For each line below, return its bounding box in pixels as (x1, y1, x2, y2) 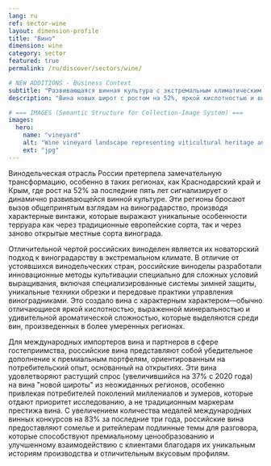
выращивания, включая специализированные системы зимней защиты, (8, 278, 256, 288)
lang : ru (8, 11, 38, 20)
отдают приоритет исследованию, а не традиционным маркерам (8, 397, 234, 406)
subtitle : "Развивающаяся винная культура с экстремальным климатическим (8, 86, 262, 94)
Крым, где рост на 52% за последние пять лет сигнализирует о (8, 185, 228, 195)
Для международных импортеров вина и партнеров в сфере (8, 337, 219, 346)
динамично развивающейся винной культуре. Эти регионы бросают (8, 194, 246, 204)
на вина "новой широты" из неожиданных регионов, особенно (8, 380, 225, 389)
